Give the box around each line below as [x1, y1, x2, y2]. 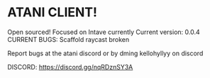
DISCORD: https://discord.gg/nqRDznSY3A [7, 62, 133, 71]
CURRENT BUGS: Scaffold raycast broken [7, 35, 130, 43]
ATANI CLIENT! [7, 4, 98, 21]
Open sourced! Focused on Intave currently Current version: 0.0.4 [7, 28, 200, 36]
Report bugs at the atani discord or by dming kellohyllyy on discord [7, 49, 204, 57]
